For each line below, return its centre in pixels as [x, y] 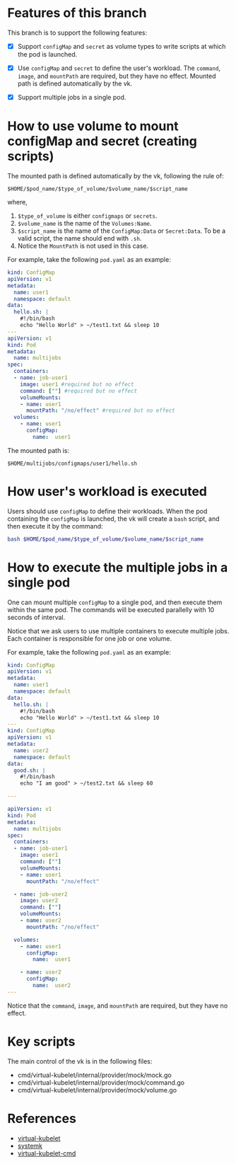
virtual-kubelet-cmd [47, 1153]
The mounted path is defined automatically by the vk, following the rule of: [116, 176]
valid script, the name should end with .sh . [79, 238]
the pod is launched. [47, 54]
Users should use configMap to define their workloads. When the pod [107, 511]
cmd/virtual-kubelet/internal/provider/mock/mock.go [94, 1075]
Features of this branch [77, 13]
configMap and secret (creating [102, 141]
